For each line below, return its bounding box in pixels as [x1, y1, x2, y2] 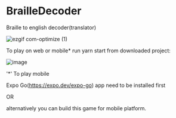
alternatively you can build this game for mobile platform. [6, 104, 147, 111]
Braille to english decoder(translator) [6, 24, 97, 31]
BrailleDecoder [6, 4, 82, 18]
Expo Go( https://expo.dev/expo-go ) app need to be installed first [6, 82, 166, 89]
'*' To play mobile [6, 70, 50, 77]
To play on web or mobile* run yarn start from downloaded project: [6, 46, 171, 54]
